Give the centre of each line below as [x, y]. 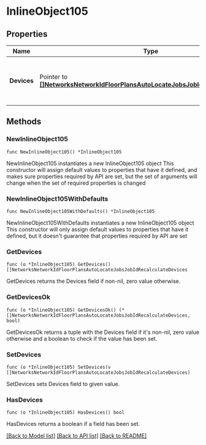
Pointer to [54, 77]
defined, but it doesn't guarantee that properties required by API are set [97, 236]
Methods [24, 122]
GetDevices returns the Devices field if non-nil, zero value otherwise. [93, 281]
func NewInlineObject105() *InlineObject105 [64, 152]
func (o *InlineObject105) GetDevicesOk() [61, 310]
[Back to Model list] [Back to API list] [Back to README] [77, 436]
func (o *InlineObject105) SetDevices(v [59, 367]
